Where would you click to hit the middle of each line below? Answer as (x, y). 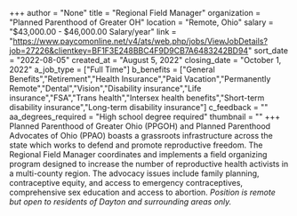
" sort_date (268, 51)
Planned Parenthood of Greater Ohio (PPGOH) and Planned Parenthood (140, 126)
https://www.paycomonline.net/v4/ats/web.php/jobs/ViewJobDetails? (140, 41)
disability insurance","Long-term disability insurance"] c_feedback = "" (139, 107)
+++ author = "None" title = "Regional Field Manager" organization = (135, 13)
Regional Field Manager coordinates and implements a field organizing (138, 154)
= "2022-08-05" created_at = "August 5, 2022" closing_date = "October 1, (145, 60)
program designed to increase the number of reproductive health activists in (149, 164)
